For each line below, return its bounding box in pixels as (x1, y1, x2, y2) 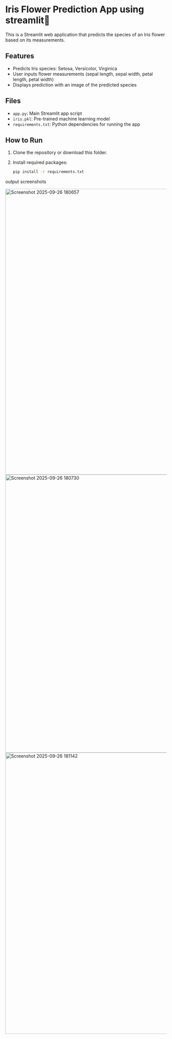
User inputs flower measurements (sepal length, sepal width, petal (12, 71, 153, 77)
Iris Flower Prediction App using (5, 4, 144, 15)
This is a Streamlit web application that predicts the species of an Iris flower (5, 31, 165, 37)
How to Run (5, 136, 43, 145)
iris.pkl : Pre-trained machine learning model (12, 115, 110, 121)
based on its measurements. (5, 37, 66, 43)
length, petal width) (12, 76, 54, 83)
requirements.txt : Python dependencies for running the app (12, 121, 141, 127)
